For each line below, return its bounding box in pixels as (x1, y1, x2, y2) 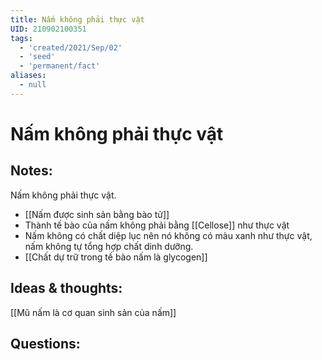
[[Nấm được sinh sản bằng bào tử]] (24, 208, 170, 220)
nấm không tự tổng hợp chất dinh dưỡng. (24, 240, 194, 252)
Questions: (10, 335, 81, 352)
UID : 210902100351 (10, 24, 87, 34)
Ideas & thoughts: (10, 280, 123, 297)
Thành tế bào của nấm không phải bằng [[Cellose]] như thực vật (24, 219, 290, 231)
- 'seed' (19, 52, 56, 62)
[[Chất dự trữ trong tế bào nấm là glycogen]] (24, 251, 208, 263)
